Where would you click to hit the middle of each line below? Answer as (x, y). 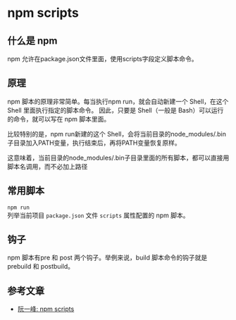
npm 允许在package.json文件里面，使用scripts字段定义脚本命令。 (103, 59)
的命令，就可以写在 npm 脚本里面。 (59, 119)
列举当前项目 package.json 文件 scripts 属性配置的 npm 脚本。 (98, 215)
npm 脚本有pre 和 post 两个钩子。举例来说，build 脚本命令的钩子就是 (107, 257)
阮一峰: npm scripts (46, 309)
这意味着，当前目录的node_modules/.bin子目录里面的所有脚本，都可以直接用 (118, 158)
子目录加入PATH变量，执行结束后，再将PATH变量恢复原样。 (94, 143)
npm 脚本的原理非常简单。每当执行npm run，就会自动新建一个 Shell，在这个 (118, 101)
